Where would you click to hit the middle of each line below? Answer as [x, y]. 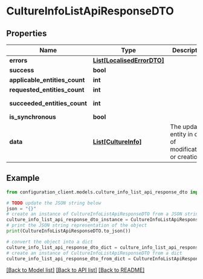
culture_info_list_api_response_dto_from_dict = [69, 259]
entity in [182, 134]
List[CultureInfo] [117, 142]
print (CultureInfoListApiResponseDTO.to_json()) [69, 231]
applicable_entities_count [47, 80]
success [22, 70]
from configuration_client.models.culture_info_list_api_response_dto [97, 192]
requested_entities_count [47, 90]
